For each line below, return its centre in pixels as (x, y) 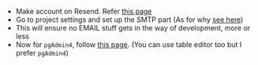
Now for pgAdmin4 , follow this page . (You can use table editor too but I (129, 45)
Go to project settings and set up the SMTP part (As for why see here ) (129, 20)
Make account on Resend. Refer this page (84, 11)
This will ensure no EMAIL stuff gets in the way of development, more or (133, 28)
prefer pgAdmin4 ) (42, 53)
